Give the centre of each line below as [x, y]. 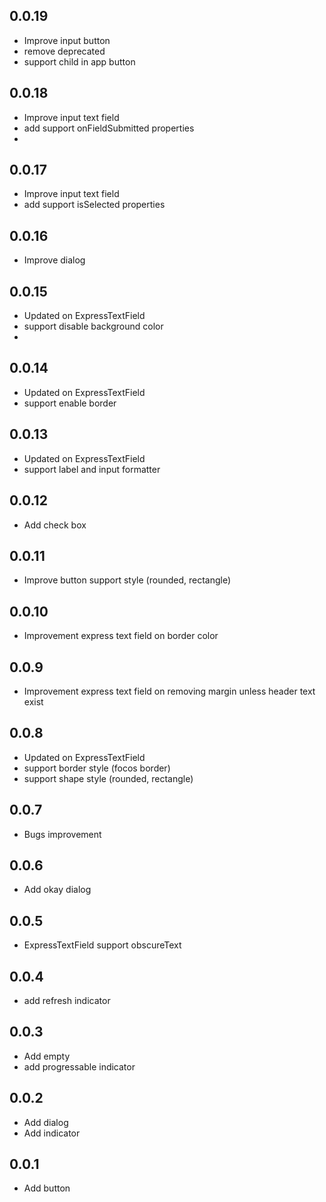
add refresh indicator [67, 1000]
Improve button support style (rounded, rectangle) [127, 580]
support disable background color [93, 326]
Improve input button [67, 40]
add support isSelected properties [94, 205]
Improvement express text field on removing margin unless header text [169, 691]
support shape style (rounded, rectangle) [108, 778]
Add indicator [52, 1133]
